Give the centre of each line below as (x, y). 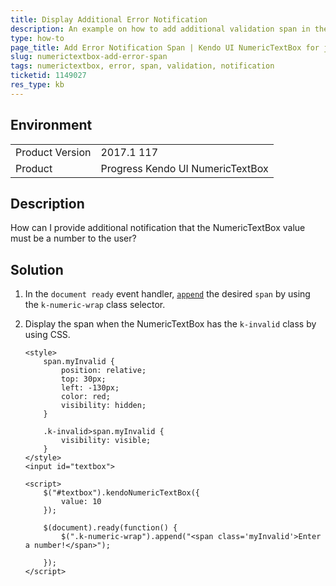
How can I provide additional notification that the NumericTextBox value (158, 228)
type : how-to (37, 38)
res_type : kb (37, 85)
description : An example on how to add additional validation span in (160, 29)
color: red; (86, 397)
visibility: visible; (106, 441)
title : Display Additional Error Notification (109, 19)
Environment (51, 125)
